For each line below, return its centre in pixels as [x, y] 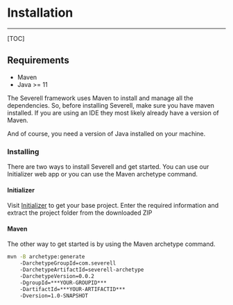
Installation [40, 13]
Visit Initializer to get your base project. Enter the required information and [113, 206]
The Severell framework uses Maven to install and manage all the [100, 98]
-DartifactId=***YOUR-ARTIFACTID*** [73, 289]
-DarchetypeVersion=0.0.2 [57, 277]
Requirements [38, 60]
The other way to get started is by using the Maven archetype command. [111, 244]
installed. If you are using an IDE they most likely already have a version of [113, 113]
